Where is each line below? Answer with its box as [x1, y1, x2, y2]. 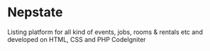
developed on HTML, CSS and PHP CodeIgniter [7, 35, 147, 43]
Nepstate [7, 4, 63, 21]
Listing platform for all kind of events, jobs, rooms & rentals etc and [7, 28, 204, 36]
